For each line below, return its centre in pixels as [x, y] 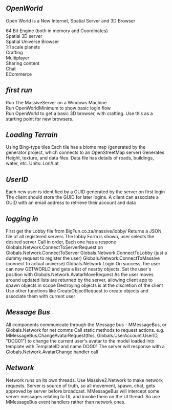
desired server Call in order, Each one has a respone [61, 242]
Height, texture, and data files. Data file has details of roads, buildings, [80, 158]
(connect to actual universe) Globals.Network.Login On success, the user [83, 264]
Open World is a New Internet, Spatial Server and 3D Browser [71, 20]
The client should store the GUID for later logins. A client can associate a [82, 197]
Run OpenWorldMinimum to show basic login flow [58, 108]
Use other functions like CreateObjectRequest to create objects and [77, 291]
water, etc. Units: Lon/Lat [32, 164]
